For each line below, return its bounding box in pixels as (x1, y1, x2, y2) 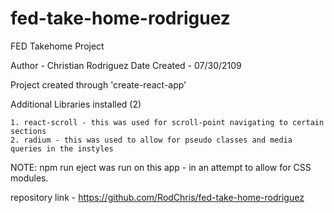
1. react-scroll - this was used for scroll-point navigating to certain (10, 117, 325, 127)
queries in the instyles (10, 143, 114, 154)
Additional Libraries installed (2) (10, 98, 142, 110)
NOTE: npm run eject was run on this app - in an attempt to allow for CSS (10, 161, 312, 173)
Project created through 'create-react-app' (10, 78, 187, 91)
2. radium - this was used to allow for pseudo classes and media (10, 135, 293, 145)
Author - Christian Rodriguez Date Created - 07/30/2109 (10, 59, 242, 71)
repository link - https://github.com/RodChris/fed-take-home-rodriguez (10, 191, 305, 203)
